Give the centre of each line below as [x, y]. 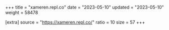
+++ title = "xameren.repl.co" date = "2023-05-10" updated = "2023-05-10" [84, 7]
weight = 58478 [22, 12]
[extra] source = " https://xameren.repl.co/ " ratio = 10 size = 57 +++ [75, 22]
